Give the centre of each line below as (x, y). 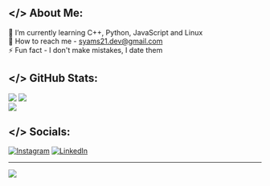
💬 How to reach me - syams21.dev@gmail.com (86, 41)
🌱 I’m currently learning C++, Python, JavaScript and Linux (106, 32)
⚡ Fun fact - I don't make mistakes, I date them (86, 50)
